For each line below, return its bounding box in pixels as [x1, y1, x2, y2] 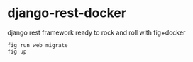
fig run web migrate [7, 42, 69, 49]
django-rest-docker [7, 5, 126, 21]
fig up [7, 48, 27, 55]
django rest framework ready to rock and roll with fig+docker [7, 28, 186, 37]
